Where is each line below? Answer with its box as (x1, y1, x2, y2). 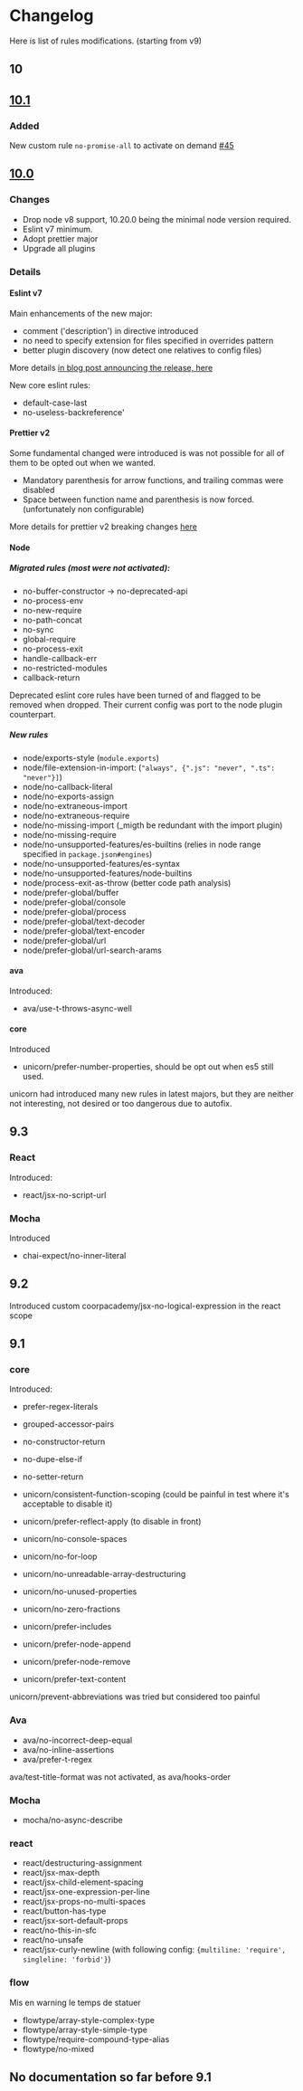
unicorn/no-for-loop (22, 1551, 98, 1562)
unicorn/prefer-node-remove (22, 1657, 131, 1668)
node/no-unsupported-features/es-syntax (22, 858, 181, 869)
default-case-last (22, 397, 88, 408)
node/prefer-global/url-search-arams (22, 945, 163, 955)
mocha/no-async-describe (22, 1815, 124, 1826)
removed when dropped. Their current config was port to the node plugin (9, 699, 283, 710)
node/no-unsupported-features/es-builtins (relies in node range (22, 839, 261, 850)
